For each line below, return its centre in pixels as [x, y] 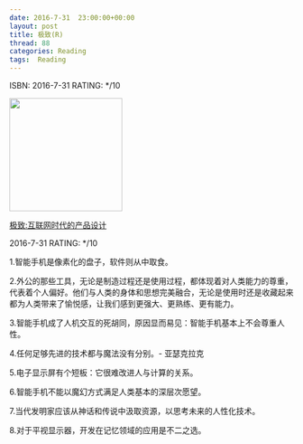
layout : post [34, 26]
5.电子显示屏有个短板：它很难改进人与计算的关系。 [104, 373]
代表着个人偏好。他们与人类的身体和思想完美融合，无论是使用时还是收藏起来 [151, 292]
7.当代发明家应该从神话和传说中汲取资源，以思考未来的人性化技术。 [135, 411]
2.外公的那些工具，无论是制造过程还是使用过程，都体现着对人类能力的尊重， [151, 281]
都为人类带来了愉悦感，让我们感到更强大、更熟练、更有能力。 [124, 303]
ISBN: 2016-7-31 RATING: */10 [65, 85]
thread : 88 [30, 43]
